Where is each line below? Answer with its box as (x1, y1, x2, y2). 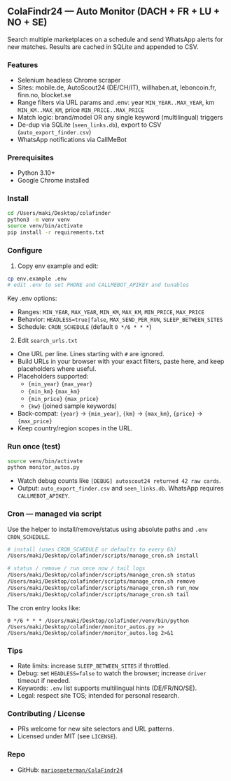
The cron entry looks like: (7, 603, 80, 612)
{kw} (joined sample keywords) (27, 402, 118, 410)
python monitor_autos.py (7, 464, 80, 471)
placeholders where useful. (17, 365, 97, 373)
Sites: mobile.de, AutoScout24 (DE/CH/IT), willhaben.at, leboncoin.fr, (17, 83, 217, 92)
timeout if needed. (17, 677, 71, 685)
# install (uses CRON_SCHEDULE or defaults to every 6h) (7, 546, 177, 553)
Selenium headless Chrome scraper (17, 76, 121, 85)
